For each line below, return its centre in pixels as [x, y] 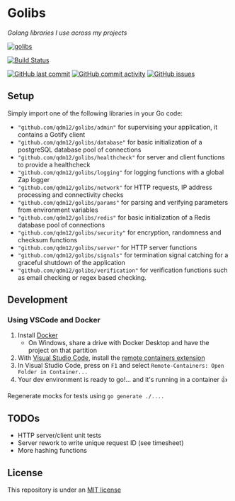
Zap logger [34, 179]
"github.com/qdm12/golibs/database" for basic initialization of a [110, 142]
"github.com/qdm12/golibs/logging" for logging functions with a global [121, 172]
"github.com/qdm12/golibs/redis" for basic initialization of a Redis [114, 217]
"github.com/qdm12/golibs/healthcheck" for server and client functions [121, 157]
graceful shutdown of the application [71, 262]
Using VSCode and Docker [54, 320]
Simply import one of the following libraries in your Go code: [95, 113]
